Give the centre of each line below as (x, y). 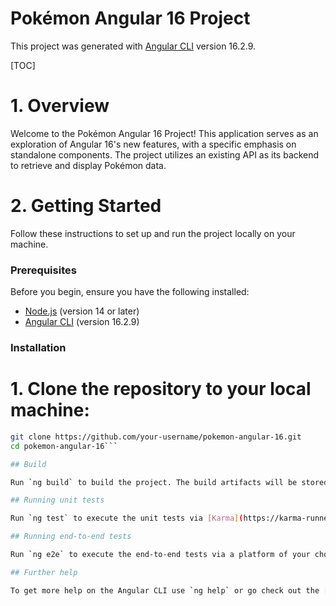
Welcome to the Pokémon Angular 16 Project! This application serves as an (164, 133)
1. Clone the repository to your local (161, 389)
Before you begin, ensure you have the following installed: (130, 292)
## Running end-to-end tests (71, 537)
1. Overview (60, 106)
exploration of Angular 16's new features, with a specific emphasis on (153, 144)
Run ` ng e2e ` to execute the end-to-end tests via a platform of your (160, 555)
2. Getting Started (86, 206)
